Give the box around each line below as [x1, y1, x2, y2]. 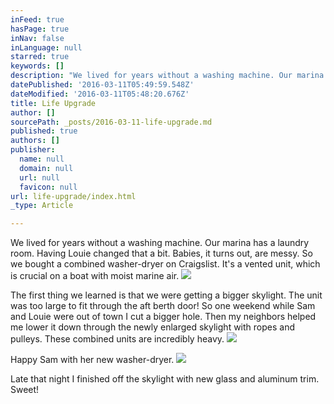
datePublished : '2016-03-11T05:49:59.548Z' [10, 80, 195, 90]
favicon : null [19, 182, 78, 192]
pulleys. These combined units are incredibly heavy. [10, 333, 225, 345]
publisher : [10, 145, 56, 155]
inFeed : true [10, 14, 65, 25]
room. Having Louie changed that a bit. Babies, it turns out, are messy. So [10, 247, 313, 260]
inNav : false [10, 33, 65, 43]
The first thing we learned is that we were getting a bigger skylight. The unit [10, 289, 323, 301]
